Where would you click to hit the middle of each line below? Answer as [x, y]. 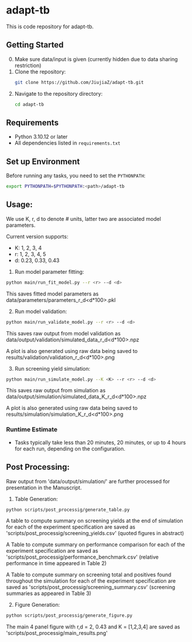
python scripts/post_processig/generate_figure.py [69, 616]
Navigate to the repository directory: [58, 93]
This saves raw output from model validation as [63, 333]
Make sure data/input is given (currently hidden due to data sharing [96, 59]
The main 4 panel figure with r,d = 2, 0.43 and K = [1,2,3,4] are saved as [93, 627]
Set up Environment [43, 161]
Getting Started [35, 45]
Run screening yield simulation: [53, 368]
